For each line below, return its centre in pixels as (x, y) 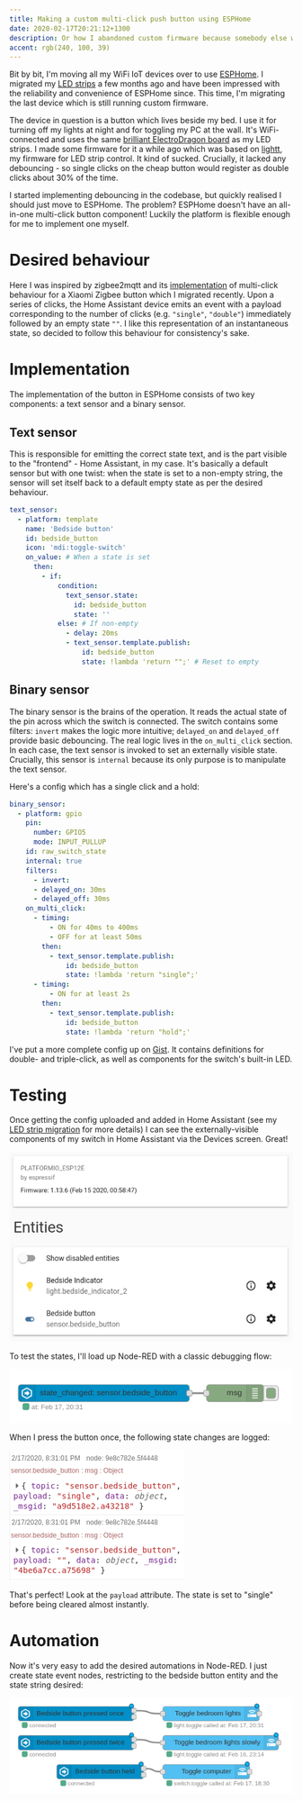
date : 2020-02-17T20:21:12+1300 (70, 28)
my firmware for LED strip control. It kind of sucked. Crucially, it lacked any (148, 158)
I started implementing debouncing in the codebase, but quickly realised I (146, 195)
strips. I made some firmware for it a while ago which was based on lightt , (146, 149)
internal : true (54, 861)
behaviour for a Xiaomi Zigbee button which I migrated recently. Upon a (142, 295)
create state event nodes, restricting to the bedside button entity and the (144, 1675)
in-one (22, 214)
